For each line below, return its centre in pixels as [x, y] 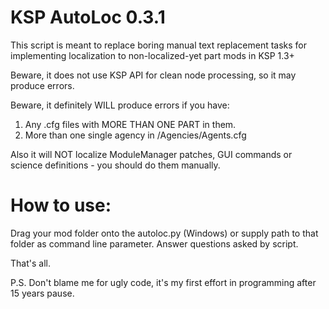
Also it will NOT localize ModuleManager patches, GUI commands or [151, 154]
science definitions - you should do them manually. [115, 165]
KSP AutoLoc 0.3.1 [88, 17]
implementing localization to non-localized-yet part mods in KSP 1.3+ [152, 55]
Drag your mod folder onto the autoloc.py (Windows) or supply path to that [164, 233]
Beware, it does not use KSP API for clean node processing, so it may [153, 75]
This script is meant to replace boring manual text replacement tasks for [159, 45]
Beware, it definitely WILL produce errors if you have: [120, 105]
